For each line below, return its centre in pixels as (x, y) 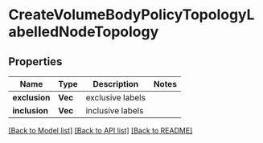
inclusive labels (115, 110)
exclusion (31, 98)
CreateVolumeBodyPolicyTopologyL (131, 15)
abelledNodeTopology (84, 32)
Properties (35, 61)
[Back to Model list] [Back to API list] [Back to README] (101, 131)
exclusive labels (116, 98)
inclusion (31, 110)
